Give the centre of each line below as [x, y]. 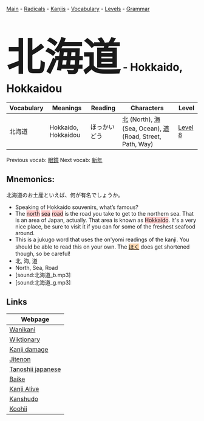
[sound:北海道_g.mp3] [43, 282]
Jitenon [20, 359]
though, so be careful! [43, 253]
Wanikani [22, 330]
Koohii [18, 409]
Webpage [35, 319]
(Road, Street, [142, 136]
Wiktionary [25, 339]
